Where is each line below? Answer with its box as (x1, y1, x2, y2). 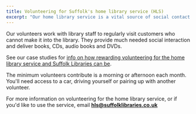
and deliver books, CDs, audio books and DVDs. (6, 42, 122, 50)
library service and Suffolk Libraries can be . (6, 60, 112, 67)
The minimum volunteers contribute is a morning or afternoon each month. (6, 71, 187, 78)
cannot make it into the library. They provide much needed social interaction (6, 36, 191, 43)
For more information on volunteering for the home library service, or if (6, 95, 177, 102)
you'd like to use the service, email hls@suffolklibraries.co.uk (6, 101, 158, 108)
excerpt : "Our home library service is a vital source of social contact (6, 14, 191, 20)
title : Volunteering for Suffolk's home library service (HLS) (6, 8, 164, 15)
